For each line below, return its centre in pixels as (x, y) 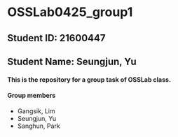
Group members (32, 96)
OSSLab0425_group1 (70, 12)
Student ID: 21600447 (56, 38)
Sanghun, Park (39, 126)
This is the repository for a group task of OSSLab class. (89, 79)
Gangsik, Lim (36, 111)
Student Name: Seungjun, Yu (72, 61)
